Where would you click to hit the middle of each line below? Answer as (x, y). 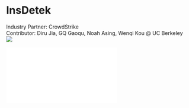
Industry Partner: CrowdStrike (42, 27)
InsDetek (29, 10)
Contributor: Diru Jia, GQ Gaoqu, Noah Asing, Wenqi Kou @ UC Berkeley (94, 33)
